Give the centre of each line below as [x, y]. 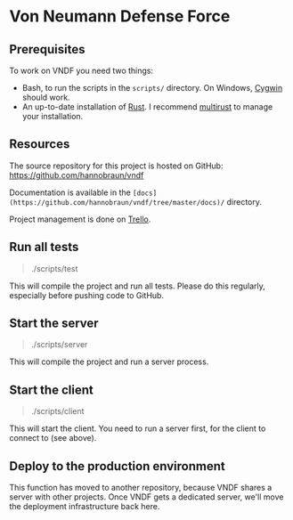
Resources [40, 144]
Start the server [54, 324]
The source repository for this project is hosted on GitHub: [116, 166]
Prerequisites [47, 49]
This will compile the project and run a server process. [109, 362]
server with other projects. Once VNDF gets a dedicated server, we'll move [146, 497]
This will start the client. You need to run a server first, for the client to [138, 428]
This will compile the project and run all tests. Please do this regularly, [137, 286]
